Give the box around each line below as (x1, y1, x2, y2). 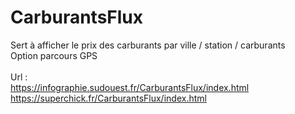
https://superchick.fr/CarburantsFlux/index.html (10, 92, 207, 104)
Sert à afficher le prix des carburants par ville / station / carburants (10, 39, 286, 51)
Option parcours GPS (10, 49, 98, 61)
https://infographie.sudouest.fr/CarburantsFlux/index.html (10, 81, 250, 93)
